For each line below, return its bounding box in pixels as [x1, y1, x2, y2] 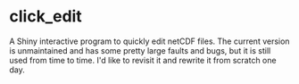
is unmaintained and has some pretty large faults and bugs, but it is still [9, 45, 271, 55]
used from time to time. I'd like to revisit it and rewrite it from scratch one [9, 55, 277, 65]
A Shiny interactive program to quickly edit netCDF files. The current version [9, 36, 290, 46]
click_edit [9, 6, 82, 27]
